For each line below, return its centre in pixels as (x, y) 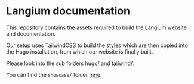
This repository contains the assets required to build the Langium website (96, 27)
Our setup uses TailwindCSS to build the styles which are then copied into (97, 45)
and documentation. (31, 33)
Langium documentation (68, 11)
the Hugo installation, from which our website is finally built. (80, 51)
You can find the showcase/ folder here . (54, 74)
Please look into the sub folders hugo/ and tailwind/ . (70, 63)
